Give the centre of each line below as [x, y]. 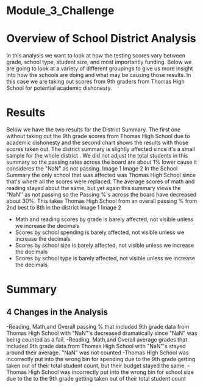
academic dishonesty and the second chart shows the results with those [98, 143]
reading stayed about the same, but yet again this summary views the [94, 188]
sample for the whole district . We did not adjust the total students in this [97, 156]
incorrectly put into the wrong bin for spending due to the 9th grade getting [101, 359]
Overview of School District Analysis [101, 39]
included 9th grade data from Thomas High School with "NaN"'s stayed [96, 346]
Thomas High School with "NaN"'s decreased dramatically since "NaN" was [102, 333]
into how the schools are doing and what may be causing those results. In [99, 75]
